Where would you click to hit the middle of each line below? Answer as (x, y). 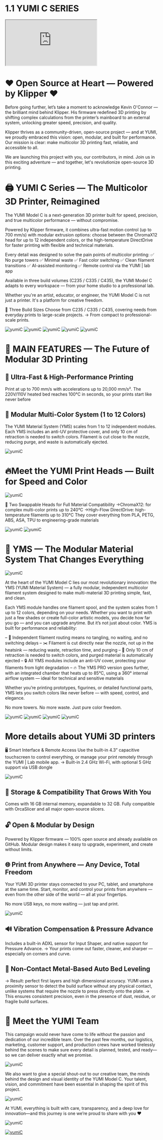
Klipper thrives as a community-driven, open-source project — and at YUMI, (81, 132)
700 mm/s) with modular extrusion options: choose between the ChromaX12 (81, 235)
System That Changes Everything (74, 559)
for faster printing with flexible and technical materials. (59, 245)
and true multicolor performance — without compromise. (62, 220)
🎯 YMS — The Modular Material (69, 549)
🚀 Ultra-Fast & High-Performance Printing (69, 377)
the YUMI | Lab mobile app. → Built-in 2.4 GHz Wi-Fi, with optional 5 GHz (78, 762)
